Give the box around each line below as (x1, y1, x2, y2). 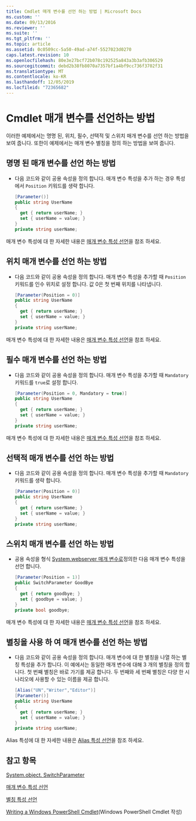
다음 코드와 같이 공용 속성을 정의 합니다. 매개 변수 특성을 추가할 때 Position (14, 273, 186, 280)
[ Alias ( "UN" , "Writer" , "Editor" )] (14, 688, 96, 694)
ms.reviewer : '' (6, 25, 45, 31)
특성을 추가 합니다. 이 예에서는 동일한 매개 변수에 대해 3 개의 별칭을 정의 (20, 661, 184, 668)
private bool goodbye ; (14, 607, 70, 613)
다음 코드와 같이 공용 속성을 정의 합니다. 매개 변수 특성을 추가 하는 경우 (14, 175, 175, 182)
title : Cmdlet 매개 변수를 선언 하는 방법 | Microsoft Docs (6, 8, 142, 15)
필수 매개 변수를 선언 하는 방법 (6, 355, 107, 365)
